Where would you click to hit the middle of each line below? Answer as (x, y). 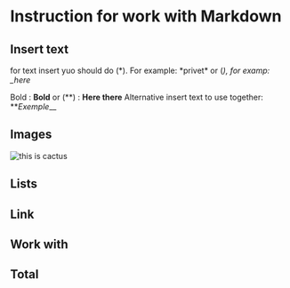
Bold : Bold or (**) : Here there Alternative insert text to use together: (137, 97)
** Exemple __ (33, 107)
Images (31, 135)
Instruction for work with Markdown (146, 16)
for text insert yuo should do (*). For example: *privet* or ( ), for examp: (140, 70)
